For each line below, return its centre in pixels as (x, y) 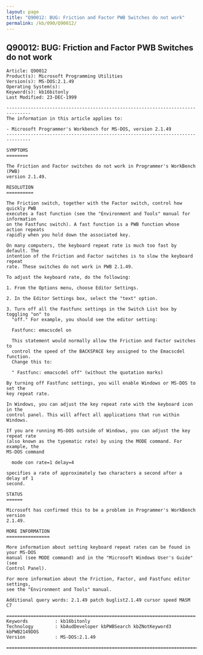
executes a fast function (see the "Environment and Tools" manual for (98, 214)
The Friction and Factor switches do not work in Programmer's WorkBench (101, 166)
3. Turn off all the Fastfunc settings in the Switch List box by (92, 309)
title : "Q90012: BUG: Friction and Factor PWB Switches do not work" (96, 18)
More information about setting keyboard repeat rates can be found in (98, 547)
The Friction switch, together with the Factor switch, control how (94, 203)
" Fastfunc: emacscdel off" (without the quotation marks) (88, 373)
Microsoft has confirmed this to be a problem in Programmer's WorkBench (101, 510)
